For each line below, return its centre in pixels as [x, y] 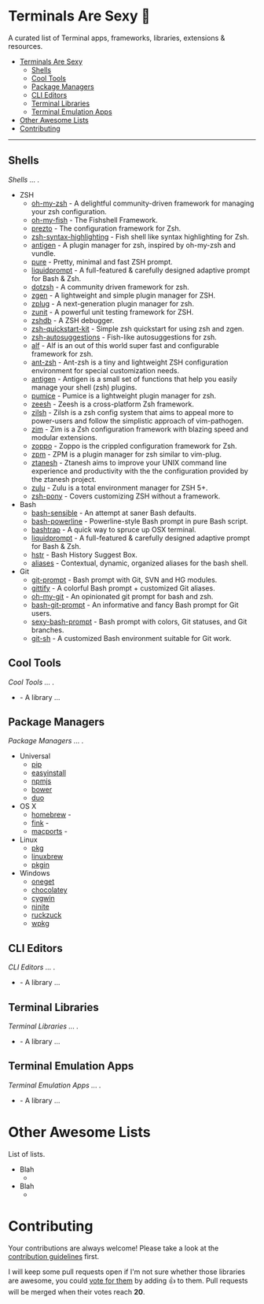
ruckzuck [46, 915]
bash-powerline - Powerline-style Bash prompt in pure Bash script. [140, 521]
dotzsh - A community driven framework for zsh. [110, 287]
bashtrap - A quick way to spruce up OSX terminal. [114, 529]
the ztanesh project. [64, 479]
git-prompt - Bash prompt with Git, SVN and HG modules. [124, 580]
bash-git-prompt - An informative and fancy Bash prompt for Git [135, 605]
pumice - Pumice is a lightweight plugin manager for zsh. [124, 395]
